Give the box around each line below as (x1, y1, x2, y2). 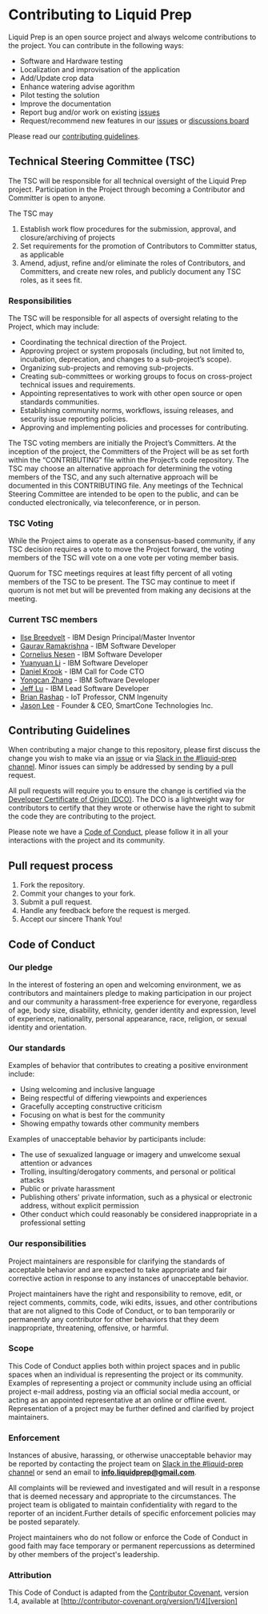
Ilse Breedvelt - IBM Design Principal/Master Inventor (19, 632, 196, 642)
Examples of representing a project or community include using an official (8, 1377, 252, 1388)
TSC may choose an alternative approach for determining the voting (8, 463, 233, 474)
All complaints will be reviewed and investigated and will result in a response (8, 1483, 261, 1493)
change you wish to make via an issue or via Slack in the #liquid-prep (8, 754, 238, 763)
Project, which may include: (8, 322, 100, 332)
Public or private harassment (19, 1184, 115, 1194)
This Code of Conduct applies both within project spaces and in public (8, 1361, 241, 1370)
